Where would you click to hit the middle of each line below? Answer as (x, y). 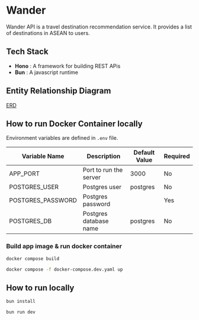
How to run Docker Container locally (75, 124)
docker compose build (33, 258)
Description (104, 156)
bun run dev (21, 312)
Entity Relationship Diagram (59, 91)
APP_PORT (25, 174)
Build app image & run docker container (64, 247)
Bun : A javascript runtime (46, 72)
